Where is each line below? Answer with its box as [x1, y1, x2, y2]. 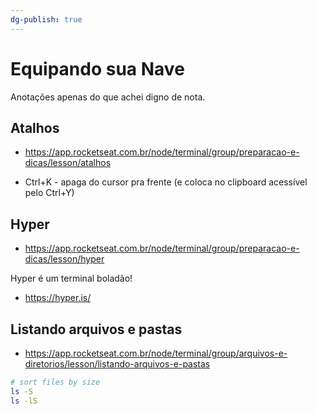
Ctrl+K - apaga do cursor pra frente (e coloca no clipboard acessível [24, 176, 308, 188]
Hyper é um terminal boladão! [10, 272, 133, 285]
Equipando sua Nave [10, 57, 185, 80]
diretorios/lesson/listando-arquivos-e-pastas [24, 358, 211, 370]
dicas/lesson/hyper [24, 253, 105, 265]
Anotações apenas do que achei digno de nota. [10, 91, 206, 103]
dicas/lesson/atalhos [24, 157, 112, 169]
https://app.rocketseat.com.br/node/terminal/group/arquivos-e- [24, 347, 288, 359]
